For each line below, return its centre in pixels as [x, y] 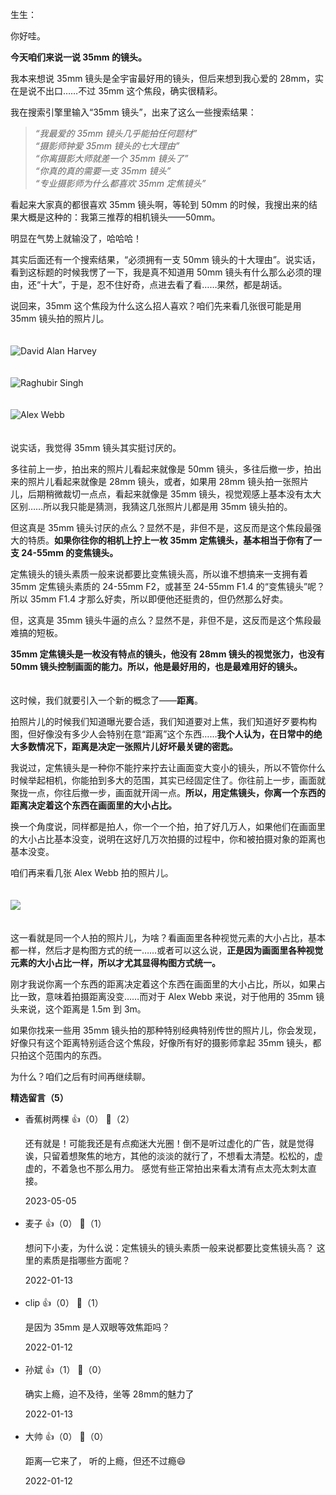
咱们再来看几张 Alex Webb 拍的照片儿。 [92, 872]
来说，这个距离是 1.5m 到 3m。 [82, 1009]
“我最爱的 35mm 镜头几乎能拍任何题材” [116, 133]
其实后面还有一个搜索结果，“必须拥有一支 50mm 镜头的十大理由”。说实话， [165, 259]
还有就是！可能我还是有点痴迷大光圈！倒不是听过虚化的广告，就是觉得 [169, 1143]
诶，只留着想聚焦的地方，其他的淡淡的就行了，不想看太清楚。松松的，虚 [173, 1156]
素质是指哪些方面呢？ [86, 1260]
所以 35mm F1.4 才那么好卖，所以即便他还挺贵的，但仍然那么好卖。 [149, 599]
